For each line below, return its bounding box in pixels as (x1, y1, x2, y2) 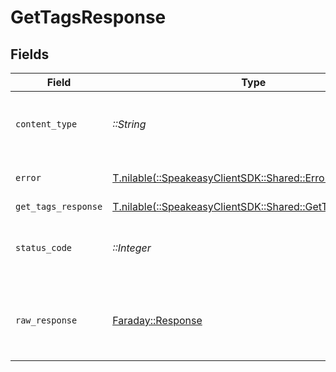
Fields (10, 46, 50, 63)
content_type (15, 119, 78, 130)
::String (112, 117, 147, 131)
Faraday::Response (112, 314, 203, 327)
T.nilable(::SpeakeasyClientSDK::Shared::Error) (112, 171, 333, 185)
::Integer (112, 241, 152, 255)
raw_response (15, 315, 78, 326)
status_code (15, 242, 73, 253)
